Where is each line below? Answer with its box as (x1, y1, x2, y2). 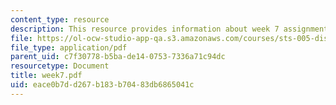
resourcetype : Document (10, 61, 110, 71)
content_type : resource (10, 14, 110, 25)
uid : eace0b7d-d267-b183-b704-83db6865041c (10, 80, 195, 90)
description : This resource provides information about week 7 (10, 24, 280, 34)
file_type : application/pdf (10, 42, 128, 53)
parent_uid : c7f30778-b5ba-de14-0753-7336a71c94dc (10, 52, 226, 62)
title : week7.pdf (10, 71, 83, 81)
